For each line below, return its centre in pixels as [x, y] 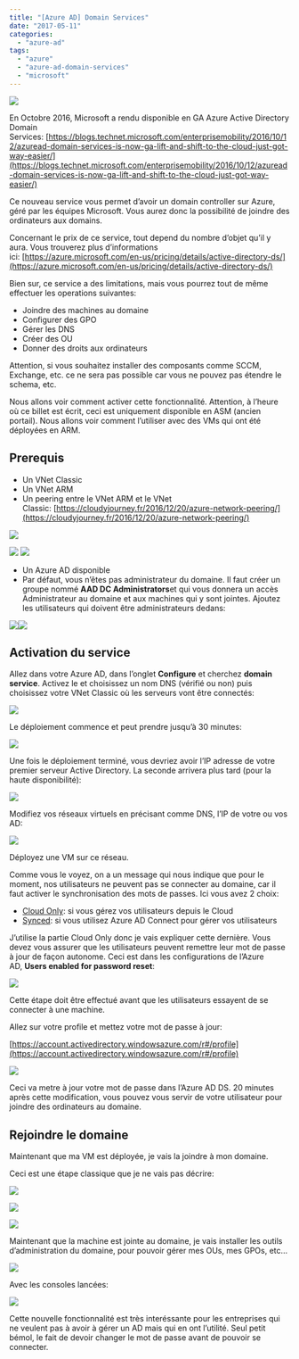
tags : [19, 51]
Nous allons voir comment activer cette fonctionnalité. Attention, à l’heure [144, 402]
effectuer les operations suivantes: [73, 293]
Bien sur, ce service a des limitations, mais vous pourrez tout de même [139, 283]
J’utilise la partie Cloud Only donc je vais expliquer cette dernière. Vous [140, 938]
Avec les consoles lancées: [59, 1285]
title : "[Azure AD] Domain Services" [79, 17]
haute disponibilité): [45, 780]
